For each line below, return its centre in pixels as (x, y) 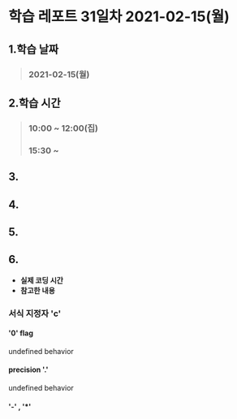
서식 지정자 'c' (35, 313)
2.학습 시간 (34, 103)
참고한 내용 (37, 290)
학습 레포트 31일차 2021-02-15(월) (119, 17)
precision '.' (28, 369)
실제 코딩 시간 (41, 280)
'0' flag (21, 333)
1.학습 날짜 (34, 49)
